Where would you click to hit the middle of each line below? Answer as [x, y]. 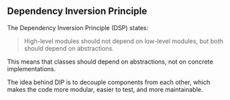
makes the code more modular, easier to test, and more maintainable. [105, 89]
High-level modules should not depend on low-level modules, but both [124, 41]
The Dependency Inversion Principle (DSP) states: [78, 27]
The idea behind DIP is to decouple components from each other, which [109, 82]
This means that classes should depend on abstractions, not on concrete [110, 62]
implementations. [32, 68]
